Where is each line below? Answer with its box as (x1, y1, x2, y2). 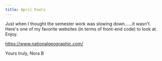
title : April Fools (5, 7, 46, 12)
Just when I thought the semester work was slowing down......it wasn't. (5, 21, 151, 27)
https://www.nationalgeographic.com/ (5, 40, 83, 47)
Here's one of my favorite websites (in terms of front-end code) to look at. (5, 26, 158, 32)
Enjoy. (5, 31, 18, 37)
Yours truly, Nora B (5, 50, 44, 56)
